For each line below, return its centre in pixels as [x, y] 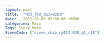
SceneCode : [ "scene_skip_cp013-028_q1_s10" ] [52, 33]
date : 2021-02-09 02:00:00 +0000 [42, 19]
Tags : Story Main [23, 28]
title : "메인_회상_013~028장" [35, 14]
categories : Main [23, 23]
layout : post [19, 10]
